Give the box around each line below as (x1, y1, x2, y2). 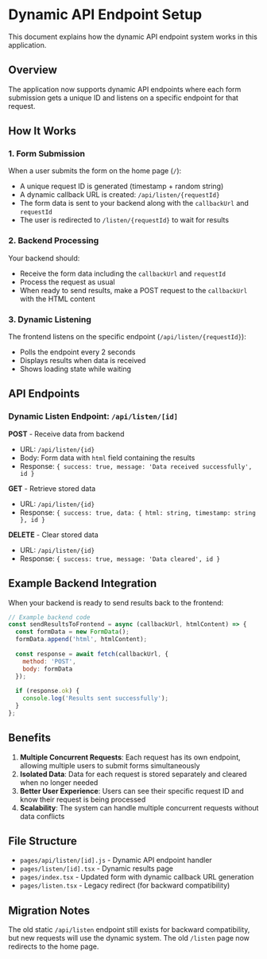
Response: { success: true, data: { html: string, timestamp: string (19, 507, 256, 517)
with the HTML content (19, 294, 95, 304)
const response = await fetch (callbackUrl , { (15, 650, 169, 658)
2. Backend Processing (8, 235, 99, 246)
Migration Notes (8, 903, 90, 917)
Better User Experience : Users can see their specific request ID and (19, 786, 244, 795)
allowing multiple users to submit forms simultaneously (19, 760, 200, 770)
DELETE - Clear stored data (8, 530, 99, 539)
